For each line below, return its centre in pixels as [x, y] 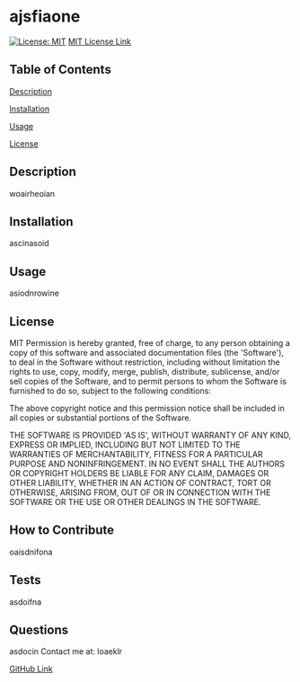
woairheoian [32, 193]
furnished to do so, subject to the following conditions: [110, 391]
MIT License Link [100, 41]
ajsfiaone [45, 17]
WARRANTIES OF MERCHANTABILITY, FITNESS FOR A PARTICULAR [136, 454]
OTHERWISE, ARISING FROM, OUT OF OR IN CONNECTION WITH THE [140, 492]
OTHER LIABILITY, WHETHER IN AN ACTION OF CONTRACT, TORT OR [140, 483]
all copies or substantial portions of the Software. [100, 418]
